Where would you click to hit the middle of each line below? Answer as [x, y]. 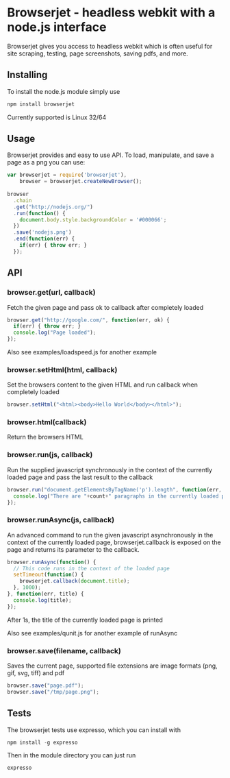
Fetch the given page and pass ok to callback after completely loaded [105, 307]
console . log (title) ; [42, 600]
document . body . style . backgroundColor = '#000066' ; [93, 220]
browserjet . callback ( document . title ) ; [75, 581]
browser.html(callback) [47, 422]
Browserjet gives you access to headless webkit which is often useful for [110, 46]
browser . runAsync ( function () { [52, 562]
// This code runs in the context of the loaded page [91, 568]
